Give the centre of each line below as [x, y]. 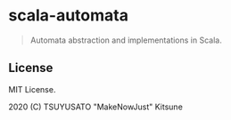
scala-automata [68, 16]
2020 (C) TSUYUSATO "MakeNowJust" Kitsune [96, 107]
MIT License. [32, 89]
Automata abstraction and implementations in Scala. [126, 40]
